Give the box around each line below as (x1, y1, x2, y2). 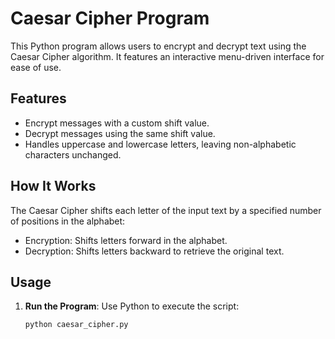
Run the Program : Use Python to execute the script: (24, 300, 240, 312)
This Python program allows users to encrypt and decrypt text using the (10, 40, 307, 52)
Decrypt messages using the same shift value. (24, 127, 216, 139)
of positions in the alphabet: (10, 215, 126, 227)
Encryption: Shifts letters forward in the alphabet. (24, 234, 228, 246)
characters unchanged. (24, 148, 122, 161)
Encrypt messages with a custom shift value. (24, 117, 210, 129)
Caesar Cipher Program (10, 7, 210, 30)
